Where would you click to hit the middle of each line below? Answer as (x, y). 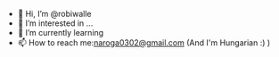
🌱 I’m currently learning (61, 33)
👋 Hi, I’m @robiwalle (54, 14)
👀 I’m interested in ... (55, 23)
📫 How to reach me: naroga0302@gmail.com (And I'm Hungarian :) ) (144, 43)
